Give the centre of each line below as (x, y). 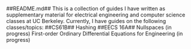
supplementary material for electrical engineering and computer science (96, 15)
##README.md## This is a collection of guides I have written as (86, 9)
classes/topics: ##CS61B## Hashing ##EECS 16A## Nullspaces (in (89, 27)
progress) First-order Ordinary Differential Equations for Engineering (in (95, 34)
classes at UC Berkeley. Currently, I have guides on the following (86, 21)
